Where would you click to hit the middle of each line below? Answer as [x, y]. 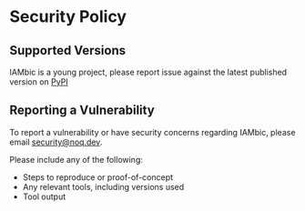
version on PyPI [39, 82]
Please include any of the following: [76, 159]
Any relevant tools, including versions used [103, 186]
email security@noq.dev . [56, 142]
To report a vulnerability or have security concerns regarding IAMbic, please [152, 132]
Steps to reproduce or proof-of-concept [98, 177]
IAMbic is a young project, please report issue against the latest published [148, 72]
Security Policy [68, 17]
